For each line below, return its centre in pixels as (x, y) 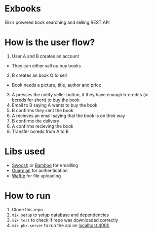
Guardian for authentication (39, 170)
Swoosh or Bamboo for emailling (45, 165)
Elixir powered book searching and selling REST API (57, 22)
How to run (28, 196)
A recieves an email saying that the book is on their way (68, 116)
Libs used (25, 151)
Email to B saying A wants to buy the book (55, 105)
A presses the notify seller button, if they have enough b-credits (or (80, 94)
